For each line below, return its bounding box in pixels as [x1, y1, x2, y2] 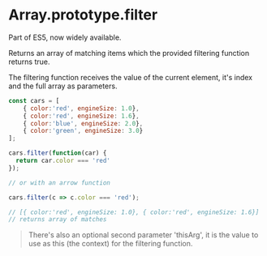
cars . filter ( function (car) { [8, 149, 107, 157]
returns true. [8, 57, 50, 66]
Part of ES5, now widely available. [8, 32, 122, 42]
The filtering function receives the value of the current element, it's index [8, 72, 253, 82]
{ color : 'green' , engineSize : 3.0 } [23, 127, 144, 135]
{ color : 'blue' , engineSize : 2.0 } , [23, 119, 144, 127]
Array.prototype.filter [8, 6, 158, 24]
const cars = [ [8, 96, 60, 105]
